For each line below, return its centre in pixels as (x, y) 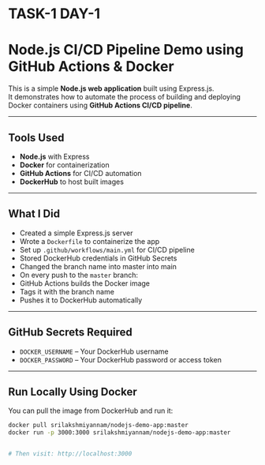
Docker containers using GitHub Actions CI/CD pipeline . (101, 105)
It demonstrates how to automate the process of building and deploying (124, 97)
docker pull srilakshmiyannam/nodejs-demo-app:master (99, 426)
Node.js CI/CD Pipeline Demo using (126, 50)
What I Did (34, 214)
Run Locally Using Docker (73, 392)
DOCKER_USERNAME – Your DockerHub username (94, 351)
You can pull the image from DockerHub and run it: (91, 411)
